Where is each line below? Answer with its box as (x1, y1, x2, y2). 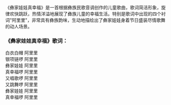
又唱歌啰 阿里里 (5, 75, 38, 81)
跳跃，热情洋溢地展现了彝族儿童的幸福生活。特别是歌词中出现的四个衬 (18, 11, 166, 17)
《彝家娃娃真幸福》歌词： (5, 37, 68, 44)
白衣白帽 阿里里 (5, 50, 38, 56)
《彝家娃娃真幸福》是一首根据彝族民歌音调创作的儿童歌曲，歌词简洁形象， (5, 5, 161, 10)
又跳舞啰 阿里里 (5, 82, 38, 88)
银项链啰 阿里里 (5, 56, 38, 62)
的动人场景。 (5, 23, 32, 29)
